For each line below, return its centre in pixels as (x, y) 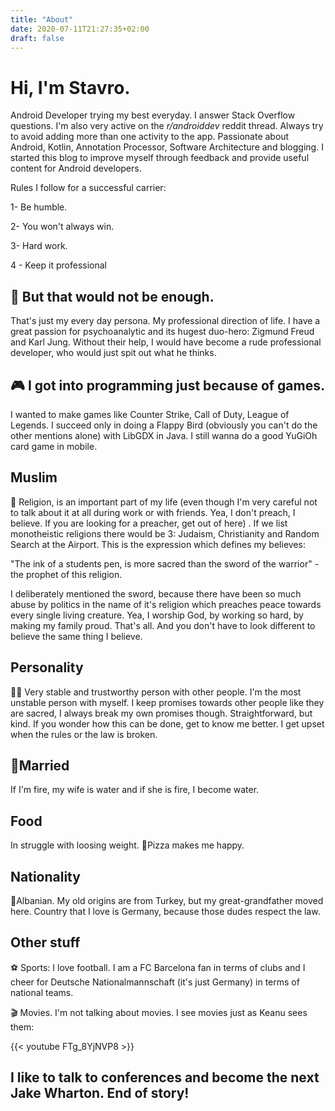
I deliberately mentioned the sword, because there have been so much (156, 593)
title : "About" (42, 19)
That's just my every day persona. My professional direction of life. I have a (165, 321)
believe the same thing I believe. (76, 636)
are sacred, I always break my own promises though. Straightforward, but (161, 713)
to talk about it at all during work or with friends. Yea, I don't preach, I (153, 512)
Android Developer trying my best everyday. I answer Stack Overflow (153, 115)
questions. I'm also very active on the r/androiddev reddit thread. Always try (167, 126)
